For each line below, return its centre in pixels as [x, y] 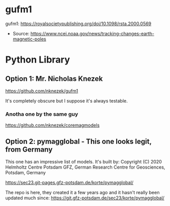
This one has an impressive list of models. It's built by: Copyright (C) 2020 [84, 162]
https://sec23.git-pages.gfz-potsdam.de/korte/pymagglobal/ [69, 182]
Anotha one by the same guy [42, 114]
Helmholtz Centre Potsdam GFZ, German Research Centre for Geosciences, [85, 167]
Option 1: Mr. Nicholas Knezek [54, 79]
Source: [21, 33]
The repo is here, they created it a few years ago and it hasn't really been [82, 193]
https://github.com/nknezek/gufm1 [42, 91]
